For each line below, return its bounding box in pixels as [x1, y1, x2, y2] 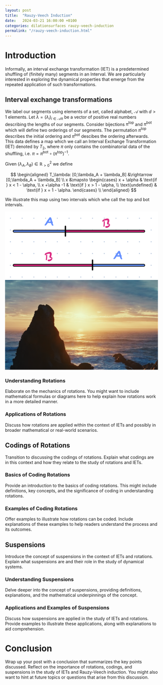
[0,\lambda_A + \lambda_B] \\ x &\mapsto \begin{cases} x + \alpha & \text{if [6, 177, 157, 183]
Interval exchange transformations [5, 95, 113, 104]
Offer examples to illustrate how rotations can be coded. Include [5, 516, 133, 522]
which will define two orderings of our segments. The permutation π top [5, 127, 147, 133]
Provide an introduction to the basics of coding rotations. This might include [5, 482, 157, 488]
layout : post [5, 8, 32, 13]
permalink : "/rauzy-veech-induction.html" [5, 28, 92, 34]
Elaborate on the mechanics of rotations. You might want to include [5, 389, 139, 394]
